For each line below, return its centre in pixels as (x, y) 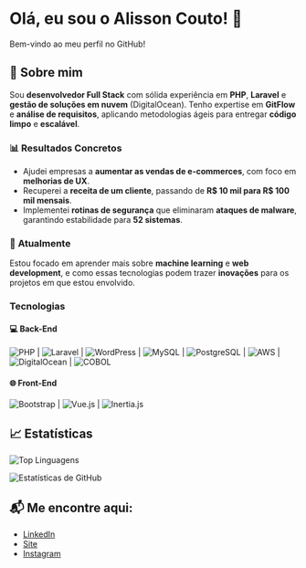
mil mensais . (47, 201)
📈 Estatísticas (51, 434)
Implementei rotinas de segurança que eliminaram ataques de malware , (159, 210)
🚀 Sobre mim (47, 73)
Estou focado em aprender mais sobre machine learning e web (129, 263)
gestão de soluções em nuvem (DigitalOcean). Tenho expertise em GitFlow (153, 104)
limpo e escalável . (45, 123)
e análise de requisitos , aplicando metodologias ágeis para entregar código (153, 114)
